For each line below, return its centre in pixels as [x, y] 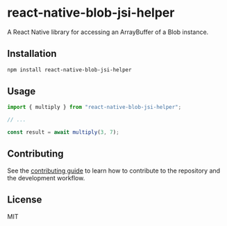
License [25, 200]
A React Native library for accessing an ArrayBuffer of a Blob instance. [108, 32]
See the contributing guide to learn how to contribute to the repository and [114, 171]
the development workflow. [46, 177]
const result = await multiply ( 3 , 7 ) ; [63, 132]
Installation [32, 54]
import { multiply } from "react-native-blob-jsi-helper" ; [94, 107]
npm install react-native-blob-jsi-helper [69, 70]
